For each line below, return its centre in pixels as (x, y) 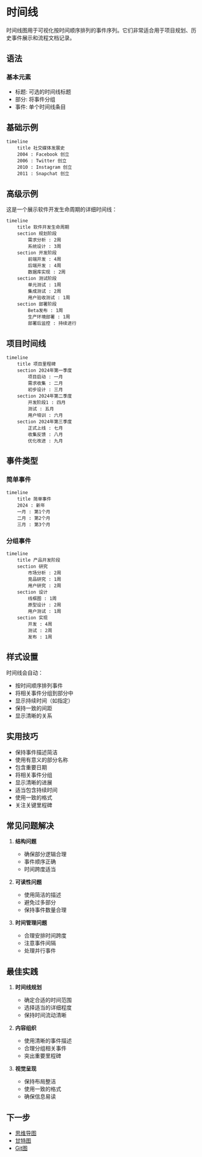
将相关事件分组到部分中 (44, 693)
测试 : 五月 (41, 409)
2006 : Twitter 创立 (42, 161)
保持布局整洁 (40, 1082)
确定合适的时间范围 (48, 1000)
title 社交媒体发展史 (41, 148)
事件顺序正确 (40, 862)
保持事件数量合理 (45, 910)
